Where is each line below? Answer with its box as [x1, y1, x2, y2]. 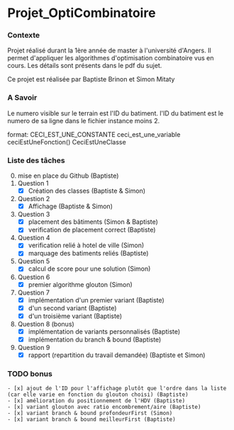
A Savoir [7, 93, 38, 103]
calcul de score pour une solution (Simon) [28, 264, 151, 273]
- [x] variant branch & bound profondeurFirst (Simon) [7, 409, 173, 417]
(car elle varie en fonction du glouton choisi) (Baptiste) [7, 391, 189, 398]
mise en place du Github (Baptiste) [17, 171, 119, 180]
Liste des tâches [7, 155, 65, 165]
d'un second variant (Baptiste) [28, 303, 117, 312]
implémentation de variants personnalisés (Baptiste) [28, 327, 181, 336]
